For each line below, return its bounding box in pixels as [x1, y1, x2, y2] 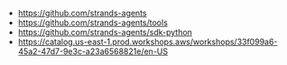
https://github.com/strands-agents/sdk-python [17, 27, 192, 37]
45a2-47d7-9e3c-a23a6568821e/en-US [17, 46, 169, 57]
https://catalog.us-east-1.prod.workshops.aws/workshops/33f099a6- [17, 36, 278, 47]
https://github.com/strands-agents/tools [17, 17, 169, 28]
